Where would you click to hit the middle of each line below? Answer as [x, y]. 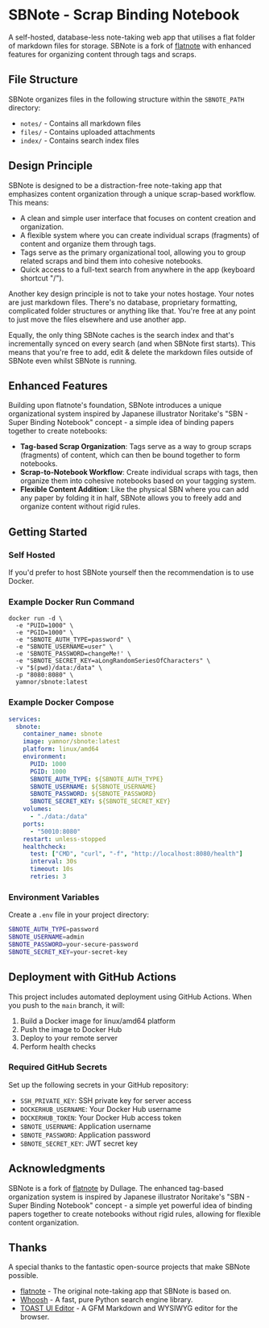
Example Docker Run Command [72, 602]
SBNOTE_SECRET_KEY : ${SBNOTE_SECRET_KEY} [100, 801]
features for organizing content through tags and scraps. [103, 54]
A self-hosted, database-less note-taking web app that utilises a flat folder [132, 37]
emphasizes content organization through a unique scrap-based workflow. [132, 194]
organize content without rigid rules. [80, 506]
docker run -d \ [35, 618]
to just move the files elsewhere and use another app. [97, 319]
